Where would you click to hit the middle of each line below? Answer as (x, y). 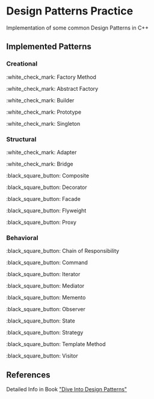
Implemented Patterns (49, 47)
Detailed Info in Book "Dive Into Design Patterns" (67, 389)
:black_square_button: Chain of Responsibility (63, 251)
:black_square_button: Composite (48, 175)
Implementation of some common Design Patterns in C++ (78, 28)
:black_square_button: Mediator (45, 286)
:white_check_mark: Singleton (43, 123)
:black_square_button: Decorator (47, 187)
